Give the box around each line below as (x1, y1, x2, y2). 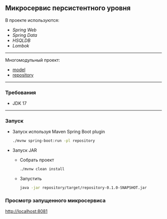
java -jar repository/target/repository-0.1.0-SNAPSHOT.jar (19, 185, 147, 191)
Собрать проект (19, 157, 55, 163)
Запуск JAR (12, 147, 37, 153)
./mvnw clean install (19, 167, 65, 172)
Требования (5, 89, 36, 96)
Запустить (19, 176, 42, 182)
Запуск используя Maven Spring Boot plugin (12, 129, 105, 135)
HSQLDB (12, 37, 31, 43)
